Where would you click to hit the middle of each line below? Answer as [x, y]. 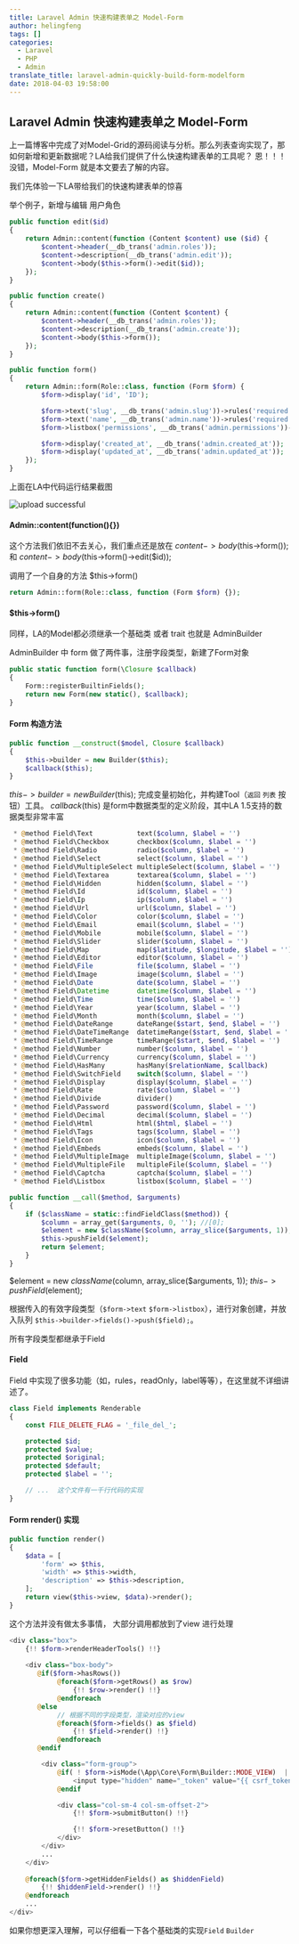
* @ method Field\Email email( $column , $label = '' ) [129, 924]
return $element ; [73, 1248]
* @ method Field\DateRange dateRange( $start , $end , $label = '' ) [146, 1024]
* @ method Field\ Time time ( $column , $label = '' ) [127, 999]
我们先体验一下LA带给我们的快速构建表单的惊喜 [96, 186]
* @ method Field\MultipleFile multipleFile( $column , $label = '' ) [143, 1165]
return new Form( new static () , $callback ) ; [107, 694]
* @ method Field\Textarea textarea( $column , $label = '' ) [134, 875]
